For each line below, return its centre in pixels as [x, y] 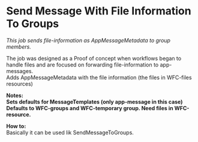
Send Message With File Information [99, 11]
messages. [20, 71]
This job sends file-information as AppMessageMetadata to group [88, 40]
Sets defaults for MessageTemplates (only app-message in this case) [94, 102]
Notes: [15, 95]
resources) [19, 84]
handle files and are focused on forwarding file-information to [82, 65]
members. [19, 47]
